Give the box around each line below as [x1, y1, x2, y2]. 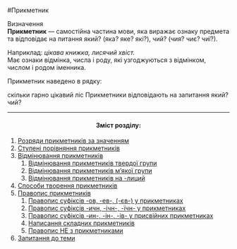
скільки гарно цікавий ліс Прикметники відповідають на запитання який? [7, 91, 229, 99]
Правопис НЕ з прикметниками [28, 226, 123, 235]
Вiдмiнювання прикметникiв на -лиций [28, 174, 146, 183]
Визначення [7, 20, 44, 28]
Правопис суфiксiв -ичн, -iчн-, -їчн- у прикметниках [28, 204, 186, 212]
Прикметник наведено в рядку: [7, 77, 102, 85]
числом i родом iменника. [7, 63, 86, 71]
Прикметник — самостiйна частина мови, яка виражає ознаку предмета [7, 28, 230, 35]
